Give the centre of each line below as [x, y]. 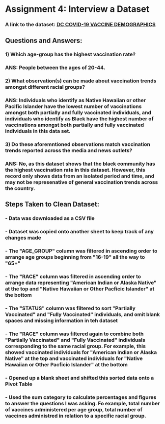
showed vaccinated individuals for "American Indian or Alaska [81, 352]
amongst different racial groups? [45, 87]
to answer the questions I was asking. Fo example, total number [82, 403]
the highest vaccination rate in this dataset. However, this [75, 170]
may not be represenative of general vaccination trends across [82, 182]
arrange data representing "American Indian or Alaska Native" [81, 283]
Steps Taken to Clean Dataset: [52, 204]
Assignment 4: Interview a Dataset [77, 9]
